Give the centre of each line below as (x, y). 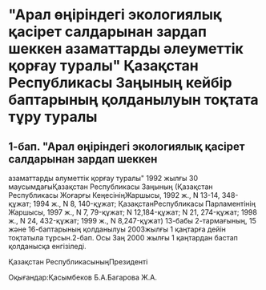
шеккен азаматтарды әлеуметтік (126, 49)
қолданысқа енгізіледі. (47, 246)
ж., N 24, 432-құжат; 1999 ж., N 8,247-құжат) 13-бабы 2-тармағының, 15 (132, 221)
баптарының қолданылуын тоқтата (133, 100)
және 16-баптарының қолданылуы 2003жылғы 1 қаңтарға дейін (117, 229)
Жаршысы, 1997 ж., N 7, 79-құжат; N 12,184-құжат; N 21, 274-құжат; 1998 (133, 212)
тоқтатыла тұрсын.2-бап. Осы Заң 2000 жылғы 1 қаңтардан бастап (123, 238)
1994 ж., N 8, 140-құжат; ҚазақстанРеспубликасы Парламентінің (145, 203)
